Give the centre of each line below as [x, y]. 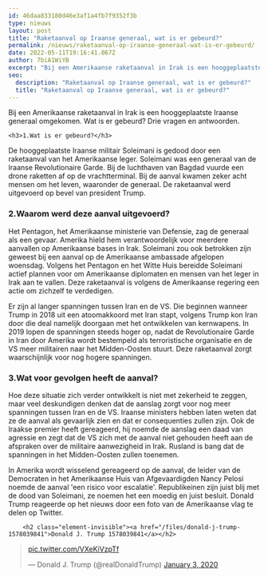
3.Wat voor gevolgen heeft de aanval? [83, 378]
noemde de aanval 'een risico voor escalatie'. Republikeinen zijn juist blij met [134, 487]
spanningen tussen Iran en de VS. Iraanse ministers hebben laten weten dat [132, 412]
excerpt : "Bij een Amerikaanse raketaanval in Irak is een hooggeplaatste [135, 68]
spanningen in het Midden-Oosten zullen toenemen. [94, 454]
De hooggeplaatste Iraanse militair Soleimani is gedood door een [114, 151]
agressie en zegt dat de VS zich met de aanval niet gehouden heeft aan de [131, 437]
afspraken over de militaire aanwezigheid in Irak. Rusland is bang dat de [126, 446]
